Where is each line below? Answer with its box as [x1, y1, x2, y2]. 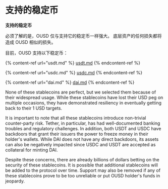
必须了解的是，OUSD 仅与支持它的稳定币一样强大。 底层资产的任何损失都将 [5, 33, 162, 39]
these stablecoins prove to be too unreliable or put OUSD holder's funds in [5, 172, 160, 178]
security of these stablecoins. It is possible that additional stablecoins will [5, 162, 158, 168]
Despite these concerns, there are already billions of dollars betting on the [5, 156, 160, 162]
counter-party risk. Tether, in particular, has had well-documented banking [5, 120, 160, 126]
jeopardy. [5, 178, 25, 184]
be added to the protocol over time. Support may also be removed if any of [5, 167, 160, 173]
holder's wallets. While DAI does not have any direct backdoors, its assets [5, 136, 159, 142]
